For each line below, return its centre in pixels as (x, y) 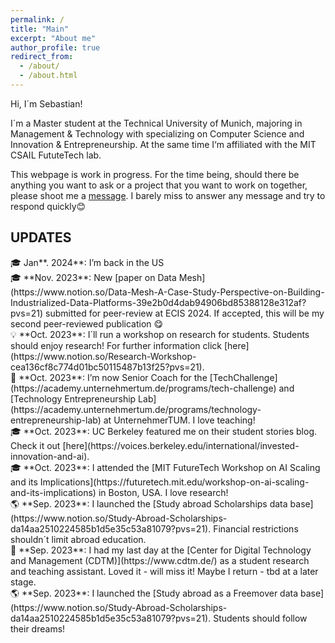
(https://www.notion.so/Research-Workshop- (103, 356)
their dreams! (38, 628)
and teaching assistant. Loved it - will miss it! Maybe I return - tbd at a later (164, 571)
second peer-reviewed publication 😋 (87, 323)
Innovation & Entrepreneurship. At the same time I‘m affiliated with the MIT (163, 144)
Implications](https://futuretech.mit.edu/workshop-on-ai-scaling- (174, 482)
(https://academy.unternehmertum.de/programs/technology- (136, 409)
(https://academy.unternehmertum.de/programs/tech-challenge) (143, 388)
